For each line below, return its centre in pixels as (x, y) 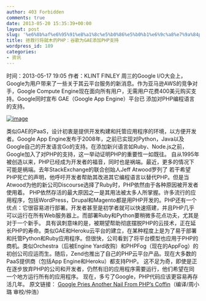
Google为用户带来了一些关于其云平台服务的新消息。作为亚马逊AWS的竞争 (100, 83)
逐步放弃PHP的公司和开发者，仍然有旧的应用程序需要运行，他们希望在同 (103, 269)
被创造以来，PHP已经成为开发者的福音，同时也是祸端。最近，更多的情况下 (101, 162)
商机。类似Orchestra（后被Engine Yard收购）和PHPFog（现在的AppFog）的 (102, 246)
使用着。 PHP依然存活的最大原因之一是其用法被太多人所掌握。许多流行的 (99, 192)
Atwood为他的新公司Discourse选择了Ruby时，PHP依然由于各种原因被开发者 (102, 185)
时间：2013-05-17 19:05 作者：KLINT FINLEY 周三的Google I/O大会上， (96, 76)
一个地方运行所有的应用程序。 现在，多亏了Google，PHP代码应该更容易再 (100, 277)
